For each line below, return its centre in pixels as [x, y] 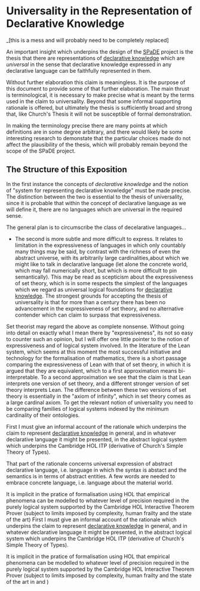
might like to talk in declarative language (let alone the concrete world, [101, 264]
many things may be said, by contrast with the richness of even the [97, 251]
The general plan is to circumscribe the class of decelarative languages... [96, 227]
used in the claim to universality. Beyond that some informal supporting [94, 101]
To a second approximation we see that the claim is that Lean [116, 377]
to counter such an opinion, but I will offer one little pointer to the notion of [98, 339]
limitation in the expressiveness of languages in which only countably [100, 245]
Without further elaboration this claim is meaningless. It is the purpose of [96, 82]
